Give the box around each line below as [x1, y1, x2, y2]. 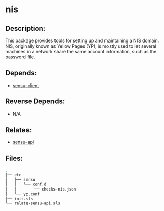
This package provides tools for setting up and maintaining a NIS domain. [5, 37, 159, 44]
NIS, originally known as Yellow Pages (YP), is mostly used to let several [5, 43, 156, 49]
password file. [5, 54, 35, 60]
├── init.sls [5, 196, 33, 201]
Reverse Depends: [5, 97, 65, 106]
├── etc [5, 173, 22, 178]
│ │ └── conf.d [5, 182, 47, 187]
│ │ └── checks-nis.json [5, 186, 76, 192]
